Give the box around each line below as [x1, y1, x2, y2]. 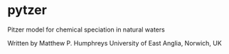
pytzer [7, 2, 48, 18]
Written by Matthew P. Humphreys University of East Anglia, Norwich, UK [7, 39, 222, 47]
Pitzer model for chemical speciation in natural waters [7, 25, 165, 34]
